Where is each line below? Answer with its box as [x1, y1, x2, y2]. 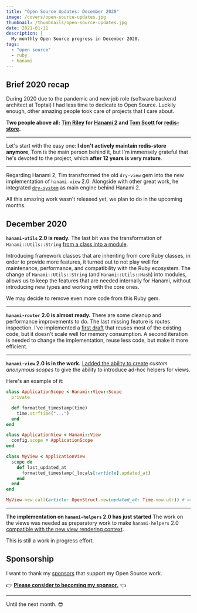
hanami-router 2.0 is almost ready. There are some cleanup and [6, 312, 162, 319]
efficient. [6, 343, 28, 350]
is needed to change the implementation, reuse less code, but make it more [6, 337, 189, 344]
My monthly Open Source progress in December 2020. [11, 36, 141, 42]
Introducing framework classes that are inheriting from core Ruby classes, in [6, 252, 191, 259]
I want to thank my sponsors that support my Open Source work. [6, 569, 162, 577]
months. [6, 202, 26, 209]
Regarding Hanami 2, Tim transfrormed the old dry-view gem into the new [6, 172, 185, 179]
